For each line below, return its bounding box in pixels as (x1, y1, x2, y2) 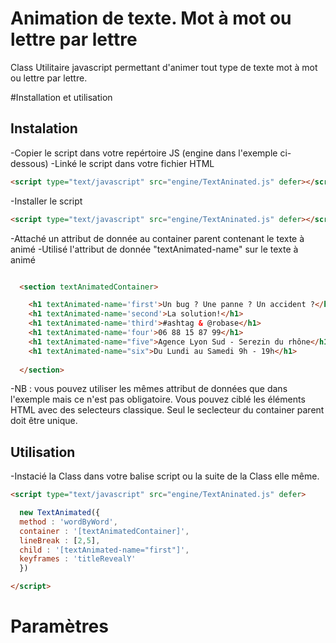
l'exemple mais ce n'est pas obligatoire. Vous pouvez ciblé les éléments (10, 393, 306, 406)
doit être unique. (10, 415, 78, 427)
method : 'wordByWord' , (19, 517, 118, 527)
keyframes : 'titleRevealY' (19, 554, 137, 564)
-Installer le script (10, 195, 83, 207)
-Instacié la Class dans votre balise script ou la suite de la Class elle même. (10, 470, 320, 482)
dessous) (10, 157, 49, 169)
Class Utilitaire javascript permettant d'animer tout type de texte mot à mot (10, 61, 318, 73)
